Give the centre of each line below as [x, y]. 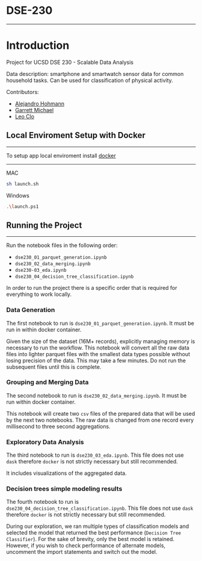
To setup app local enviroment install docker [61, 155]
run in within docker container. [44, 330]
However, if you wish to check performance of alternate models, [86, 545]
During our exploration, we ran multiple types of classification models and [98, 526]
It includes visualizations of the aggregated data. [67, 473]
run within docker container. [41, 402]
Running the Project [44, 225]
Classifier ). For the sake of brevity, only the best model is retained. [90, 539]
